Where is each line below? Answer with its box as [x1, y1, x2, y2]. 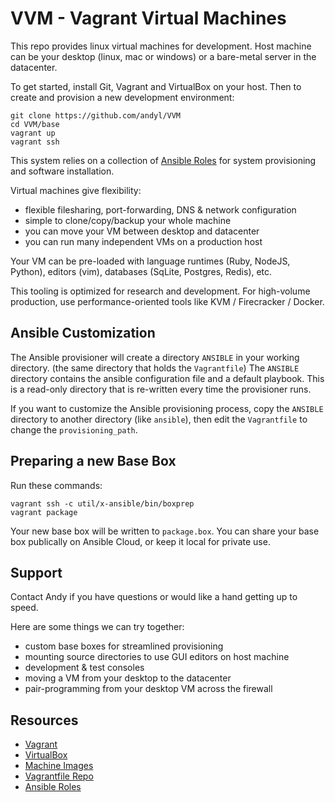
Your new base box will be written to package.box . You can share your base [10, 525, 320, 537]
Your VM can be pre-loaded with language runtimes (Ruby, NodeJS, [10, 255, 291, 267]
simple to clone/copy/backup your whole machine [24, 214, 232, 226]
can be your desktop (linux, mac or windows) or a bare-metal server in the [10, 50, 317, 62]
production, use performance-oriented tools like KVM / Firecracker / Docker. [10, 295, 325, 307]
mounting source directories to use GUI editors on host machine [24, 651, 290, 663]
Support [10, 564, 63, 581]
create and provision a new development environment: [10, 91, 235, 103]
